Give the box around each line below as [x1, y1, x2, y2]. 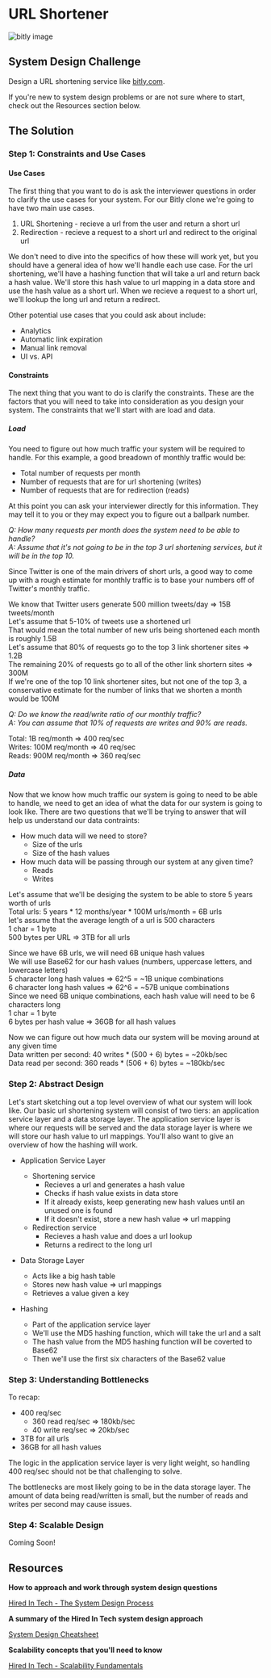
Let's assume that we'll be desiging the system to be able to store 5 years [8, 890, 253, 900]
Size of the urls [31, 840, 83, 849]
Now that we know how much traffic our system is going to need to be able [8, 790, 258, 799]
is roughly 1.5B [8, 634, 57, 644]
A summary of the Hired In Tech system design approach [8, 1614, 203, 1624]
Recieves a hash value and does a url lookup [44, 1231, 193, 1240]
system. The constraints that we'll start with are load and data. [8, 405, 215, 415]
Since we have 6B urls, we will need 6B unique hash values [8, 948, 206, 958]
